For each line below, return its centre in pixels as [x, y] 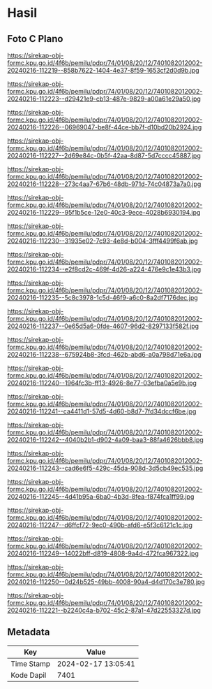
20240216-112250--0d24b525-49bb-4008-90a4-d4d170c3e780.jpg [106, 582]
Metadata [29, 632]
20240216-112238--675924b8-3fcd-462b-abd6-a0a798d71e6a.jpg [104, 354]
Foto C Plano [35, 39]
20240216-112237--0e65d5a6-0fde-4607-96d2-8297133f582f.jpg [103, 326]
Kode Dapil [29, 675]
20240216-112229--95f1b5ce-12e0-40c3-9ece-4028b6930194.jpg [104, 212]
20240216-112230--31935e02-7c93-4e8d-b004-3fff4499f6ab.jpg [103, 241]
